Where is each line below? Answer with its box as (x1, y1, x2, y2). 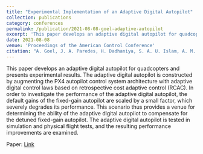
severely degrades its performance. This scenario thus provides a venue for (6, 103, 195, 111)
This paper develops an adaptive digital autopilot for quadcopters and (6, 65, 180, 72)
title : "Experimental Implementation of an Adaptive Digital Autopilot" (6, 8, 193, 15)
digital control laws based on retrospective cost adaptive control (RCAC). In (6, 84, 194, 91)
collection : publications (6, 14, 71, 21)
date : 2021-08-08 (6, 37, 50, 43)
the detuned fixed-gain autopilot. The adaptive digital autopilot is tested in (6, 116, 190, 123)
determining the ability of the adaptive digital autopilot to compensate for (6, 109, 188, 117)
